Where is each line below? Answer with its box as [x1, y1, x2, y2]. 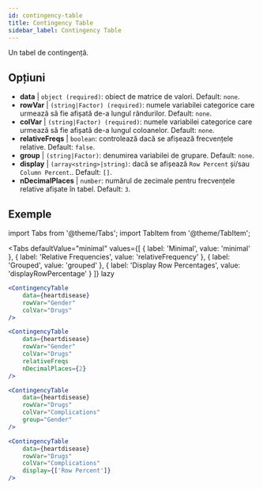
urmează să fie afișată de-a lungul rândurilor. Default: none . [19, 108, 212, 119]
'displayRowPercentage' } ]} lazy [8, 269, 115, 278]
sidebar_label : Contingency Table [8, 26, 122, 34]
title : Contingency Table [8, 19, 93, 27]
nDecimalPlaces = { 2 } [22, 365, 87, 373]
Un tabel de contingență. [8, 48, 89, 58]
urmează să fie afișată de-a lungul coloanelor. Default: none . [19, 126, 215, 135]
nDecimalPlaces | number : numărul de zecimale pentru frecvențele [19, 176, 235, 186]
